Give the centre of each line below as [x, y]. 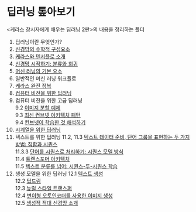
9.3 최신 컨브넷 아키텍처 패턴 [48, 115]
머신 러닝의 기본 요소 [39, 71]
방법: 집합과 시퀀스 [36, 144]
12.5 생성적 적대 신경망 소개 [47, 203]
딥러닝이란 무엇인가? [38, 42]
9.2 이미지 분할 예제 [38, 107]
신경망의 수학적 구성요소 [43, 49]
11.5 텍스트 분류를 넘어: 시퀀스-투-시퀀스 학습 [66, 166]
